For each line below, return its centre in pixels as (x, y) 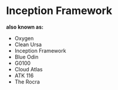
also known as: (25, 27)
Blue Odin (26, 57)
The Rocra (27, 82)
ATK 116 (24, 75)
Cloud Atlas (28, 69)
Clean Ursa (28, 44)
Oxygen (24, 38)
